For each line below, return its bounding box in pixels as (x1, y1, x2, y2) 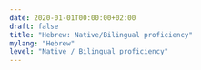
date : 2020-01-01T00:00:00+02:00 (9, 13, 136, 23)
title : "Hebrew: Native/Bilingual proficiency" (9, 30, 194, 39)
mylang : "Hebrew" (9, 38, 75, 48)
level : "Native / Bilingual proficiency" (9, 47, 169, 56)
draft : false (9, 22, 59, 31)
